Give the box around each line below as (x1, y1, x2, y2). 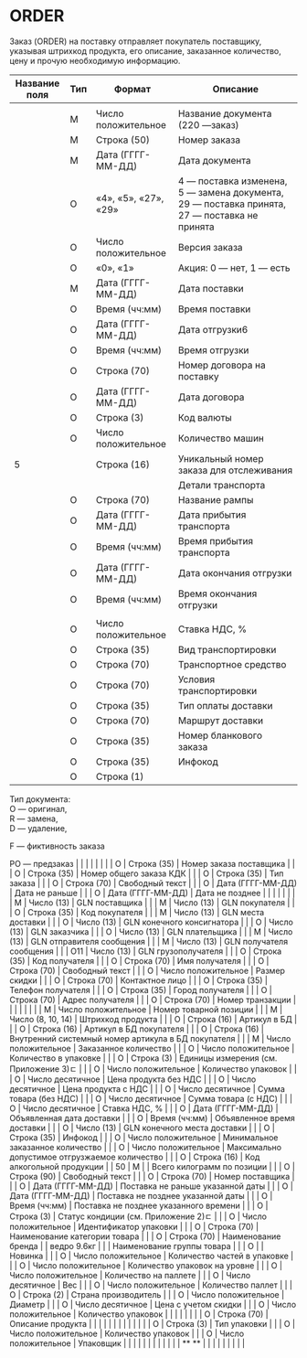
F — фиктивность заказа (9, 840, 105, 851)
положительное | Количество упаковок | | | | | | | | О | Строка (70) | (9, 1309, 269, 1320)
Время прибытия (177, 534, 254, 547)
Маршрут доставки (177, 714, 263, 727)
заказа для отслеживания (177, 464, 293, 476)
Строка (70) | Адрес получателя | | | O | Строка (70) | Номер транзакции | (9, 994, 297, 1005)
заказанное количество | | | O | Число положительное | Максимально (9, 1141, 281, 1152)
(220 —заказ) (177, 118, 239, 131)
